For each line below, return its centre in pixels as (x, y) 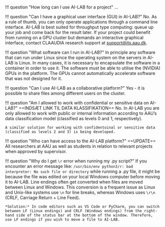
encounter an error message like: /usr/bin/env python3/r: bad (69, 166)
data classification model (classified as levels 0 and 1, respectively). (74, 118)
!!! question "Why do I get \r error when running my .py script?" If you (76, 161)
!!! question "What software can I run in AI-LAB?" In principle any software (80, 52)
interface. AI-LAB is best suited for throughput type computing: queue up (79, 27)
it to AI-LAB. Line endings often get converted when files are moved (74, 182)
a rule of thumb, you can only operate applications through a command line (82, 22)
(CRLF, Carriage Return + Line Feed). (43, 197)
